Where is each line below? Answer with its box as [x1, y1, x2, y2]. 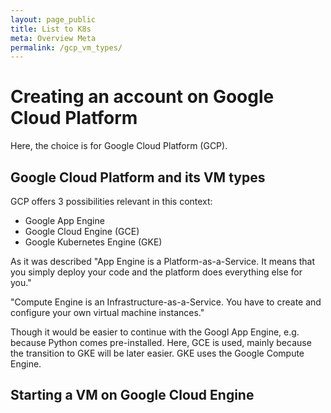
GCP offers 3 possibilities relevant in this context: [10, 196, 213, 207]
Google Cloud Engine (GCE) [24, 226, 140, 237]
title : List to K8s [10, 24, 92, 34]
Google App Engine [24, 215, 105, 226]
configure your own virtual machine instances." [10, 307, 205, 318]
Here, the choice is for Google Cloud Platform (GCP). [10, 140, 228, 152]
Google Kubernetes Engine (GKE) [24, 236, 163, 248]
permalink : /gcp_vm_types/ [10, 42, 123, 53]
